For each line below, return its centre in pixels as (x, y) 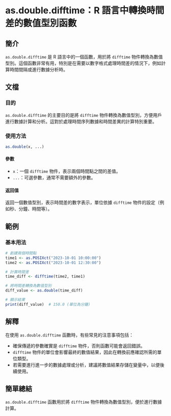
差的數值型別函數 (41, 23)
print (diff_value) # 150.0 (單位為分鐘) (48, 304)
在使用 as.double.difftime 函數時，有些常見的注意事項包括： (69, 335)
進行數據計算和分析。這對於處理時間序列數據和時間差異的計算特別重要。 (81, 121)
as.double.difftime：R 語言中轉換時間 (85, 10)
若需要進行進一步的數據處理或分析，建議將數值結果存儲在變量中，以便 (86, 365)
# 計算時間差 (17, 272)
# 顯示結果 (15, 300)
